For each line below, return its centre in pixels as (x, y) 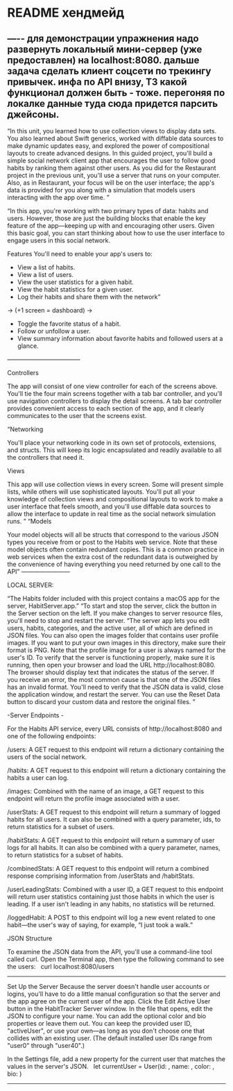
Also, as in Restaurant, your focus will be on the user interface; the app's (111, 183)
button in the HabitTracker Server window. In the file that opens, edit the (110, 1009)
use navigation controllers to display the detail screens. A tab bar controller (114, 401)
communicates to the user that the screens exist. (77, 416)
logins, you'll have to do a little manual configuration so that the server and (114, 994)
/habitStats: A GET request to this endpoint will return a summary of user (111, 840)
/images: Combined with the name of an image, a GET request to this (106, 791)
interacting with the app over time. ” (58, 197)
